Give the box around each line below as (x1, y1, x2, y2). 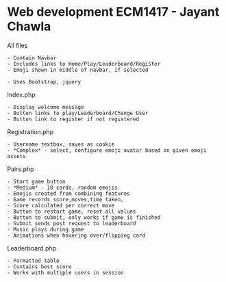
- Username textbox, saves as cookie (7, 141, 115, 148)
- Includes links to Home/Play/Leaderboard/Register (7, 60, 161, 67)
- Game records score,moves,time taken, (7, 196, 125, 203)
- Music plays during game (7, 226, 84, 233)
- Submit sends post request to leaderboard (7, 220, 136, 227)
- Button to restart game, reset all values (7, 208, 136, 215)
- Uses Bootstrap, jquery (7, 78, 81, 86)
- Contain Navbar (7, 54, 57, 62)
